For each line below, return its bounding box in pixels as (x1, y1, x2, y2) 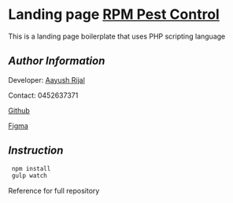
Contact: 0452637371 (8, 90, 79, 100)
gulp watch (11, 172, 47, 180)
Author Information (8, 54, 105, 68)
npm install (11, 164, 51, 172)
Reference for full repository (8, 186, 100, 196)
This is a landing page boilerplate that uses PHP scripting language (8, 31, 226, 41)
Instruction (8, 144, 64, 157)
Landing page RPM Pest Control (8, 6, 220, 24)
